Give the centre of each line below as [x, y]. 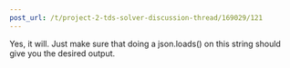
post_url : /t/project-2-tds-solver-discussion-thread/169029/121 [136, 18]
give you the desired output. [62, 53]
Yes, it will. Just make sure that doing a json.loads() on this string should [145, 44]
